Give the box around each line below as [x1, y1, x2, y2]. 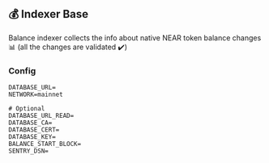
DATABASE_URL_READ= [8, 112, 75, 120]
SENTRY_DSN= [8, 147, 49, 156]
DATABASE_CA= [8, 119, 53, 127]
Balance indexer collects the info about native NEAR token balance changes [8, 32, 262, 43]
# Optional [8, 105, 45, 113]
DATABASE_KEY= [8, 133, 57, 141]
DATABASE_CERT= [8, 126, 60, 134]
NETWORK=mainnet [8, 90, 63, 99]
